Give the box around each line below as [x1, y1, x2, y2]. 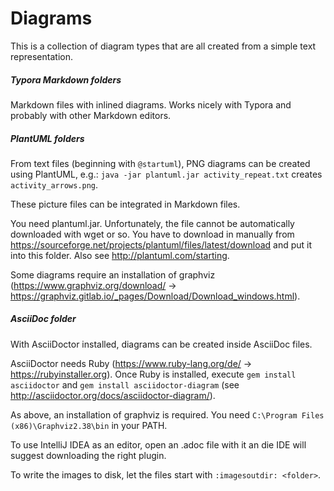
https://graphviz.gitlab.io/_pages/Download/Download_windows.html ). [10, 290, 301, 302]
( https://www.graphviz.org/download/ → [10, 279, 177, 291]
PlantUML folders [10, 132, 85, 144]
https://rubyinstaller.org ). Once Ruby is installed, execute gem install [10, 368, 297, 380]
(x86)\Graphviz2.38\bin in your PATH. [10, 419, 168, 431]
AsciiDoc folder [10, 313, 77, 325]
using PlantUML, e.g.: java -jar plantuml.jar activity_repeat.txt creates [10, 168, 323, 180]
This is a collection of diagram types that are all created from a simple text [10, 40, 317, 52]
